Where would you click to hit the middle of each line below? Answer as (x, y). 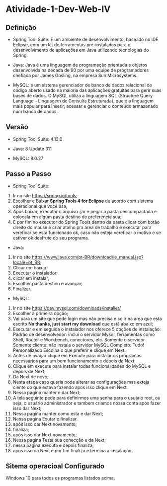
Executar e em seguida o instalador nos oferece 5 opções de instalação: (87, 329)
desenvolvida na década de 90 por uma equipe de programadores (81, 70)
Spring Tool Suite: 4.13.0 (38, 139)
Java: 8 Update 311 (32, 149)
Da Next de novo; (31, 377)
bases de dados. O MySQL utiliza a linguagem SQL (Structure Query (83, 96)
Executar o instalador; (35, 273)
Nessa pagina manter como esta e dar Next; (58, 413)
